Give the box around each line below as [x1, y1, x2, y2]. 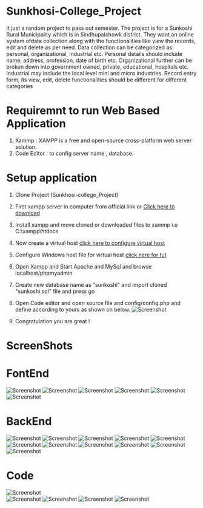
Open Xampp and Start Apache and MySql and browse [15, 263, 152, 270]
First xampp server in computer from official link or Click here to [15, 202, 175, 210]
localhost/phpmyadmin [15, 269, 73, 276]
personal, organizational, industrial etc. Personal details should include [6, 50, 183, 57]
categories [6, 82, 33, 89]
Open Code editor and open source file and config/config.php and [15, 299, 181, 306]
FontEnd [6, 366, 50, 380]
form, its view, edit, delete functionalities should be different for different [6, 76, 187, 83]
